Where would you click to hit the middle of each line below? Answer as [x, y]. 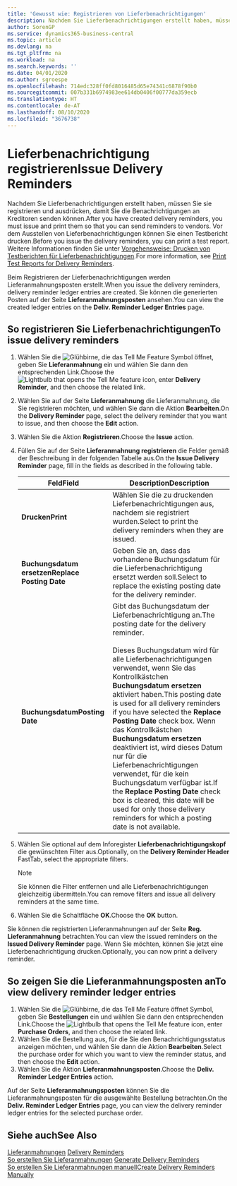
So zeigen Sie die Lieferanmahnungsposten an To [117, 981]
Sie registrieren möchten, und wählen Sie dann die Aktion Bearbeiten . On [123, 408]
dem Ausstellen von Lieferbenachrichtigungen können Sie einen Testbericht [117, 233]
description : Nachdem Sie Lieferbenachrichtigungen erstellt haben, [110, 20]
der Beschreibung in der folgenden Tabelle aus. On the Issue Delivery [119, 458]
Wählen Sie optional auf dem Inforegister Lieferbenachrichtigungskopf [122, 844]
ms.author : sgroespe [38, 79]
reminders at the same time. [58, 902]
